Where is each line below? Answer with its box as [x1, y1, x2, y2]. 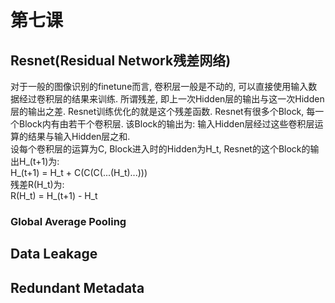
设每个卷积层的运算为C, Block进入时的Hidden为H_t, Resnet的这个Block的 [10, 143, 311, 155]
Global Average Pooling [10, 214, 127, 228]
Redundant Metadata [10, 279, 145, 296]
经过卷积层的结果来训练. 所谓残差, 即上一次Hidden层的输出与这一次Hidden [18, 93, 325, 105]
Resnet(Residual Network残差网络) [10, 52, 232, 69]
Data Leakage [10, 246, 98, 263]
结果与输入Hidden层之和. [27, 131, 131, 142]
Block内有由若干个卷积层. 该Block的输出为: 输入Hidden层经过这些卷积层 [18, 118, 315, 130]
